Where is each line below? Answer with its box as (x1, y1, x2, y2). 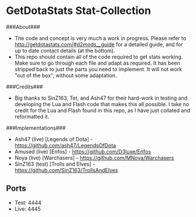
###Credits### (6, 83, 43, 90)
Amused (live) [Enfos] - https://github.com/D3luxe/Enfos (14, 148, 151, 155)
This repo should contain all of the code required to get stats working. (14, 53, 183, 60)
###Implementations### (6, 124, 66, 131)
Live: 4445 (14, 205, 41, 212)
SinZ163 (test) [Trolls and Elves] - (14, 160, 95, 167)
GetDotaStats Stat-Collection (6, 4, 151, 17)
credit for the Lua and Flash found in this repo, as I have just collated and (14, 107, 191, 114)
